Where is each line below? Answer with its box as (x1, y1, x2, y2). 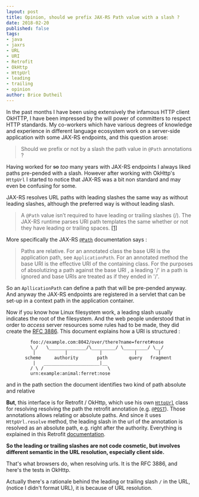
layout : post (6, 8, 39, 15)
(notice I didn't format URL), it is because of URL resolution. (6, 484, 153, 491)
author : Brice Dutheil (6, 92, 63, 98)
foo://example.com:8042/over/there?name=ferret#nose (30, 339, 164, 345)
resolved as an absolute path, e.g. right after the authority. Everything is (6, 424, 182, 431)
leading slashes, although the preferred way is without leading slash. (6, 200, 175, 207)
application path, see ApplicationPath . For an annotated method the (20, 254, 188, 261)
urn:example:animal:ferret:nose (30, 371, 111, 376)
